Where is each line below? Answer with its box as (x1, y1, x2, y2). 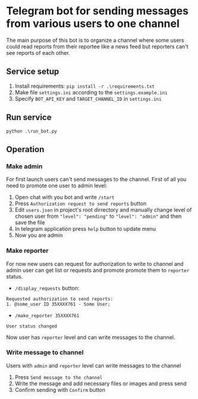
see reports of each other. (6, 49, 70, 56)
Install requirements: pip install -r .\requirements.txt (14, 82, 155, 89)
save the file (14, 219, 45, 226)
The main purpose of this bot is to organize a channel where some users (6, 36, 184, 44)
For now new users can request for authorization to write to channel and (6, 260, 184, 267)
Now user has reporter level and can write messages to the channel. (6, 333, 175, 341)
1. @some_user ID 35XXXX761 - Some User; (6, 301, 111, 307)
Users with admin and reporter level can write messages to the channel (6, 362, 181, 369)
